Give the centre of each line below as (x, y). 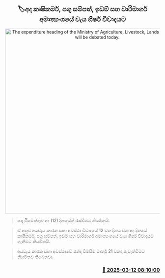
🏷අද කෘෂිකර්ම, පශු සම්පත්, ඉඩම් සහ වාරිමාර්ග (82, 9)
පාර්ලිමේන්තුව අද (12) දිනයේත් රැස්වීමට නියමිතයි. (63, 220)
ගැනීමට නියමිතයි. (34, 241)
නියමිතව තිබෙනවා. (35, 257)
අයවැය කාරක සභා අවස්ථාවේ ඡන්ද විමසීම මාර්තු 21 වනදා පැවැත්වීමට (81, 251)
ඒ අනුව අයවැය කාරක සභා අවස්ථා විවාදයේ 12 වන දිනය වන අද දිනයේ (82, 230)
